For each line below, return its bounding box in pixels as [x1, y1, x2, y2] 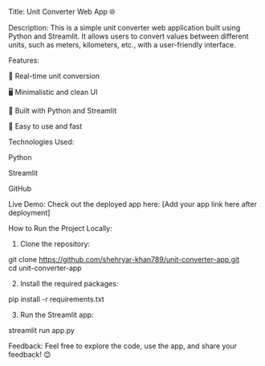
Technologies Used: [8, 137, 75, 146]
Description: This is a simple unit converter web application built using [8, 23, 241, 32]
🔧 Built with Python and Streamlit [8, 106, 117, 115]
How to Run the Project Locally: [8, 224, 112, 232]
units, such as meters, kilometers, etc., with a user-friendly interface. [8, 40, 237, 49]
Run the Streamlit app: [19, 310, 94, 319]
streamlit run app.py [8, 326, 75, 335]
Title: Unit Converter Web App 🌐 [8, 7, 116, 16]
